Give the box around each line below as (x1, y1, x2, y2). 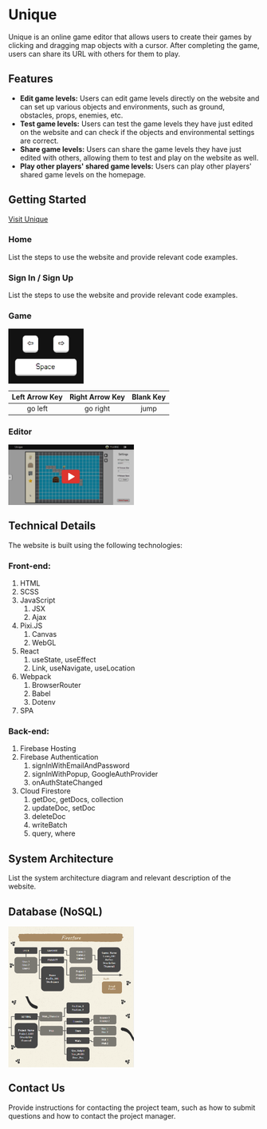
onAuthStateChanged (31, 777, 104, 788)
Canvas (31, 630, 57, 639)
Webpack (19, 672, 52, 682)
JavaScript (19, 595, 56, 605)
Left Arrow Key (11, 392, 63, 402)
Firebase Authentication (19, 753, 99, 762)
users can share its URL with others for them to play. (8, 49, 181, 58)
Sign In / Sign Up (8, 272, 74, 283)
